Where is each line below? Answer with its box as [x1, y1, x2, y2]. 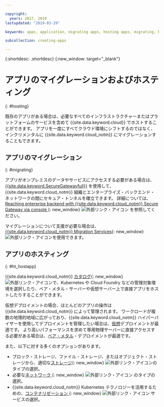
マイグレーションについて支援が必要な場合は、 [5, 223, 99, 229]
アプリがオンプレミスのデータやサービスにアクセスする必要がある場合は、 [5, 177, 155, 182]
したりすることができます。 [9, 292, 65, 297]
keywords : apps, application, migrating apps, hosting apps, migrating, [5, 29, 156, 34]
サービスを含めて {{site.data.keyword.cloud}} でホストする [35, 119, 153, 125]
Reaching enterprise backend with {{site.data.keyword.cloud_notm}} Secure [5, 201, 159, 206]
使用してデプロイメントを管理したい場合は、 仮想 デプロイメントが [21, 320, 155, 326]
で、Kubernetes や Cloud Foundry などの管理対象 [52, 279, 152, 285]
